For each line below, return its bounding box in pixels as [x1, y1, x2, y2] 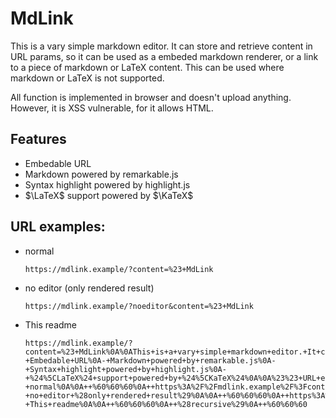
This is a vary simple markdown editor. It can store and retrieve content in [10, 40, 313, 52]
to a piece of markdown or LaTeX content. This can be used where [10, 61, 285, 73]
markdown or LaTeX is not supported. [10, 72, 165, 84]
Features [10, 131, 67, 148]
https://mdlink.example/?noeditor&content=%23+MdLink [24, 301, 254, 311]
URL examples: [10, 218, 106, 236]
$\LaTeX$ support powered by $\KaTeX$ [24, 189, 194, 201]
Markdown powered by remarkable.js [24, 168, 179, 180]
